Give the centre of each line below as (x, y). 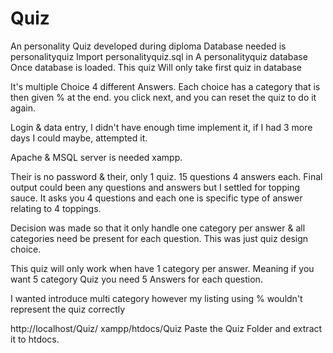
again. (23, 108)
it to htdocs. (35, 339)
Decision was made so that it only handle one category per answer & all (158, 228)
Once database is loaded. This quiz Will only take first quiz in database (156, 67)
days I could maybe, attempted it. (79, 138)
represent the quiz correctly (68, 309)
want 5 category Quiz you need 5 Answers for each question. (136, 279)
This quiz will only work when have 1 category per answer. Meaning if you (162, 268)
